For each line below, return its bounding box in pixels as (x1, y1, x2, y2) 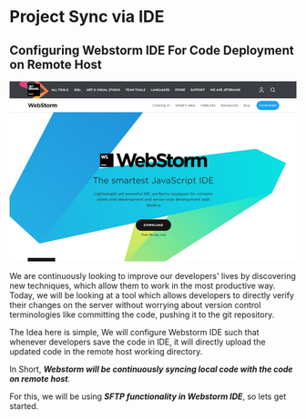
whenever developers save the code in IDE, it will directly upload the (9, 336, 266, 347)
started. (9, 400, 39, 411)
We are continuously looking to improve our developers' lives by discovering (9, 270, 296, 281)
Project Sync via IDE (9, 6, 165, 27)
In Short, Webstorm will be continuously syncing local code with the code (9, 364, 293, 374)
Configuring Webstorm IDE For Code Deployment (9, 43, 294, 58)
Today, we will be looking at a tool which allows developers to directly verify (9, 289, 294, 301)
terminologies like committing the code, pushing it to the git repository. (9, 309, 275, 320)
